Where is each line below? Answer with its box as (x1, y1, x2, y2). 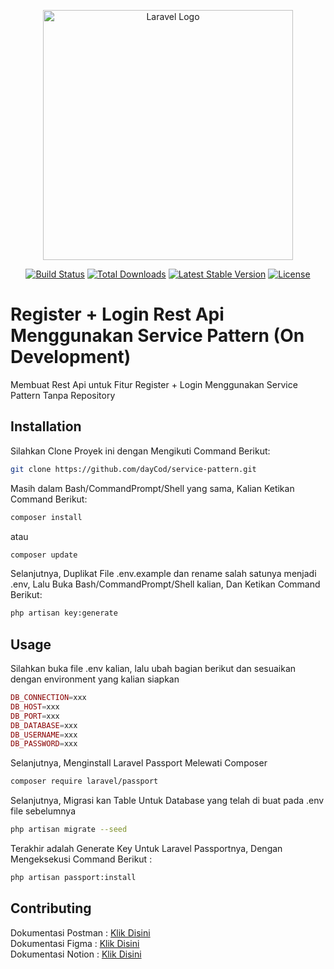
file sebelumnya (10, 805, 77, 817)
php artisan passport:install (10, 873, 137, 883)
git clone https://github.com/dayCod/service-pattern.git (10, 464, 257, 474)
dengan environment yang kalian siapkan (10, 673, 180, 685)
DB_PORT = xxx (10, 711, 60, 721)
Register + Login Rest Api (10, 303, 225, 326)
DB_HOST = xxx (10, 701, 60, 712)
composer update (10, 550, 78, 560)
